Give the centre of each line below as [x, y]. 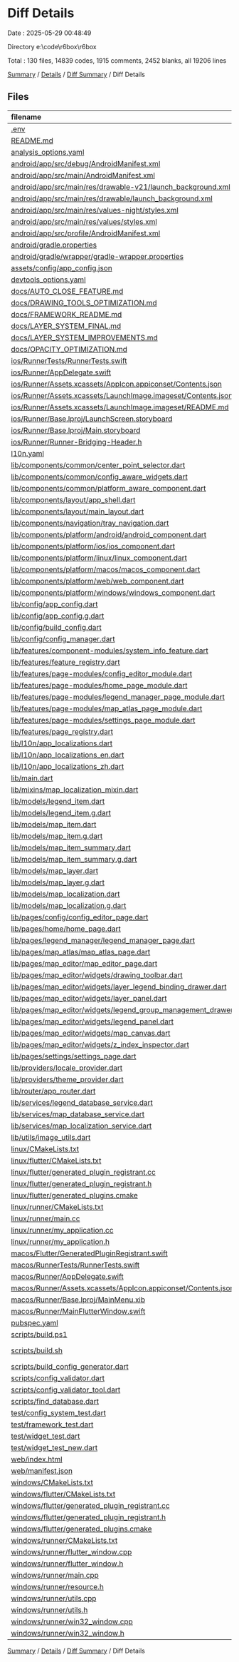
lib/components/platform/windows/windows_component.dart [113, 592]
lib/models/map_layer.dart [55, 870]
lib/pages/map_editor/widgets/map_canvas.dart [91, 1033]
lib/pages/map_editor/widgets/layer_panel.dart [89, 998]
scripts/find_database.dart [55, 1401]
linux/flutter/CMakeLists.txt [56, 1161]
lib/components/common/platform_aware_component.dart [108, 488]
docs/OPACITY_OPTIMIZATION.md [69, 349]
